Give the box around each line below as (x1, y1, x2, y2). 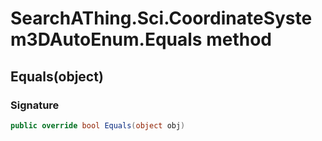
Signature (10, 98, 60, 112)
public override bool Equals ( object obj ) (10, 120, 186, 131)
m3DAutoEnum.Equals (10, 28, 203, 51)
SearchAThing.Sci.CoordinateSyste (10, 7, 313, 30)
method (206, 28, 272, 51)
